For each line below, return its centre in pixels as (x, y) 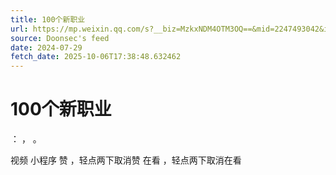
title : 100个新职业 (48, 19)
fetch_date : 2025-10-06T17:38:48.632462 (96, 57)
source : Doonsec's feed (60, 38)
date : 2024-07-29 (46, 47)
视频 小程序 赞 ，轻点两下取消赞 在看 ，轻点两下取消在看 (126, 160)
